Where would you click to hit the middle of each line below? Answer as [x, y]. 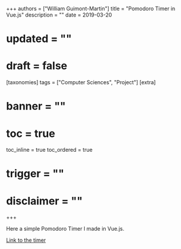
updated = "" [39, 39]
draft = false [37, 66]
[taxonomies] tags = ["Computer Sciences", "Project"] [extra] [81, 82]
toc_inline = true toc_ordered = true [50, 150]
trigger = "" [35, 174]
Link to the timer [26, 240]
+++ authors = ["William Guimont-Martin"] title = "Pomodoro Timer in [91, 9]
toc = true [31, 133]
